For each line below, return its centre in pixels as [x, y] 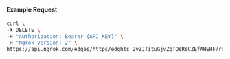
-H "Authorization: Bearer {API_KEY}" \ [65, 36]
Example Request [32, 9]
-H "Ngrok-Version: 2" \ [42, 43]
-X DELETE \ [23, 31]
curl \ [16, 24]
